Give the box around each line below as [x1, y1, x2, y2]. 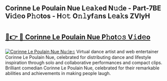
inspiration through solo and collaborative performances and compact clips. [5, 60, 162, 65]
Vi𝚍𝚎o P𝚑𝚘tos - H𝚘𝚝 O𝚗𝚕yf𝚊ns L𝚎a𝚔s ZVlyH [5, 12, 150, 21]
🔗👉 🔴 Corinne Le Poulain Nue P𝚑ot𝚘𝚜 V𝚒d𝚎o [5, 33, 151, 41]
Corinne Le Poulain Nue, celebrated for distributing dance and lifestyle [5, 54, 151, 60]
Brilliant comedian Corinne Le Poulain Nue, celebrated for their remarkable [5, 65, 160, 71]
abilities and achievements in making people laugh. [5, 70, 111, 76]
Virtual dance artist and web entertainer [76, 49, 159, 54]
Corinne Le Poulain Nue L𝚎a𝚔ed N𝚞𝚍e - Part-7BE [5, 4, 161, 13]
